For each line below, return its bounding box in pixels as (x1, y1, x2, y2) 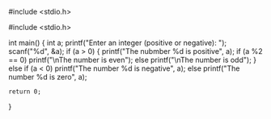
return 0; (8, 88, 42, 96)
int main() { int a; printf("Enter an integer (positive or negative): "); (8, 38, 227, 47)
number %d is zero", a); (8, 72, 87, 81)
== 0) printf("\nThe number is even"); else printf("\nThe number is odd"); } (8, 55, 257, 64)
